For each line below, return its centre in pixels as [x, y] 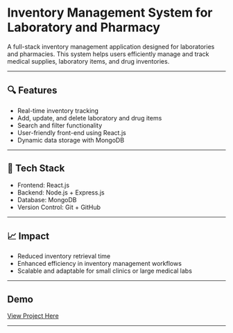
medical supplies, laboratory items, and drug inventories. [88, 61]
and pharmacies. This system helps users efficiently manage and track [108, 54]
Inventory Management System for [110, 13]
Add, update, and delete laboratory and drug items [89, 118]
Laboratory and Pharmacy [84, 27]
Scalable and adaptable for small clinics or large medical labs [105, 271]
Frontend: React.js [43, 185]
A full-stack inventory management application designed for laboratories [111, 46]
